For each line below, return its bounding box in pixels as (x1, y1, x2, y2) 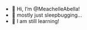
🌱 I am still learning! (11, 18, 60, 24)
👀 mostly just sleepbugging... (11, 12, 82, 18)
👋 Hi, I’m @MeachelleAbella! (11, 6, 81, 12)
